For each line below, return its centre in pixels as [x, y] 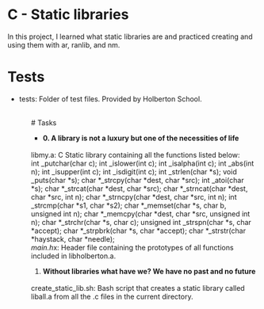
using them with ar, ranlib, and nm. [64, 44]
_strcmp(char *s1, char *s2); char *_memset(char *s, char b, [128, 205]
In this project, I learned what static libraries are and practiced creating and [130, 36]
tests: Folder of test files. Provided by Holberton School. [111, 99]
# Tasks [44, 122]
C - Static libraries [68, 15]
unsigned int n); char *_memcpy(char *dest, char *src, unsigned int [140, 214]
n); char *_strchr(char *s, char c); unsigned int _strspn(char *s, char [141, 222]
